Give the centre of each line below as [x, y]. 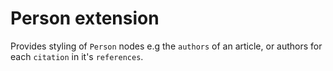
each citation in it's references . [77, 56]
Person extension [85, 18]
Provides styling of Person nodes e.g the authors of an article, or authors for [166, 46]
